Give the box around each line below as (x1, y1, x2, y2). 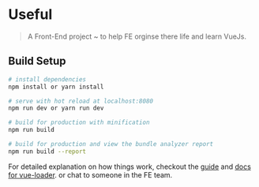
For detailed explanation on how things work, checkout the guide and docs (8, 162, 251, 171)
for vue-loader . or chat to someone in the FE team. (8, 170, 173, 179)
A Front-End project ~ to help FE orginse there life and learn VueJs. (27, 32, 247, 41)
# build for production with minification (8, 118, 150, 127)
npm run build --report (8, 148, 87, 155)
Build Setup (8, 54, 66, 68)
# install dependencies (8, 75, 87, 84)
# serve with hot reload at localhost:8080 (8, 97, 154, 105)
